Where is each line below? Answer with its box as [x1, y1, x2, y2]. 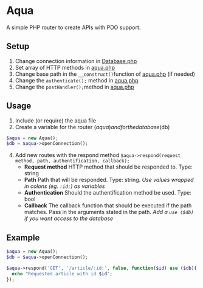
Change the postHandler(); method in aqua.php [15, 83, 135, 90]
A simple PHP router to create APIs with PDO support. [6, 24, 141, 31]
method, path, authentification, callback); [15, 158, 130, 164]
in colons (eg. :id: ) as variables [24, 183, 105, 190]
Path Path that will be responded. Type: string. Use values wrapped [24, 176, 194, 184]
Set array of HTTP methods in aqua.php [15, 64, 115, 71]
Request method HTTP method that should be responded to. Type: [24, 163, 193, 170]
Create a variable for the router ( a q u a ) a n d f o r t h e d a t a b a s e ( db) [15, 123, 170, 130]
